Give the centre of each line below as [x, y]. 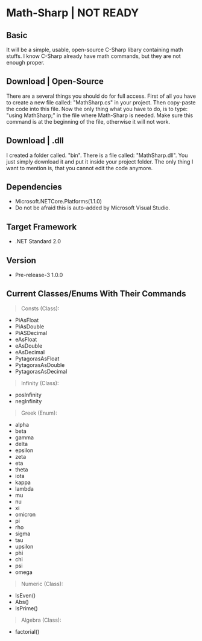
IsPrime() [26, 608]
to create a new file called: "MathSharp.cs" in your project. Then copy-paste [101, 102]
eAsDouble [29, 346]
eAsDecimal [30, 352]
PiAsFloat [27, 320]
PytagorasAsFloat [37, 359]
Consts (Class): [40, 308]
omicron [25, 514]
